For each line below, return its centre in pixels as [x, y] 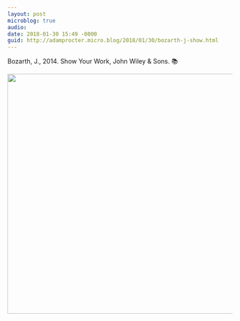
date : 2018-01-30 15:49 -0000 [52, 34]
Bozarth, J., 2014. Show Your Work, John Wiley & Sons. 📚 [93, 61]
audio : [17, 27]
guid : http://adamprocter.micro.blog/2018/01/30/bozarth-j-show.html [113, 41]
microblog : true [31, 21]
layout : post [27, 14]
